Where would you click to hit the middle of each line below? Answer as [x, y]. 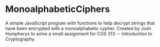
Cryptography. [20, 39]
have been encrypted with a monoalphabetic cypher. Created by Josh [78, 28]
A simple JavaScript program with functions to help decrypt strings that [80, 23]
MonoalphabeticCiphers [58, 9]
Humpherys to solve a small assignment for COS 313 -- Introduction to [79, 33]
